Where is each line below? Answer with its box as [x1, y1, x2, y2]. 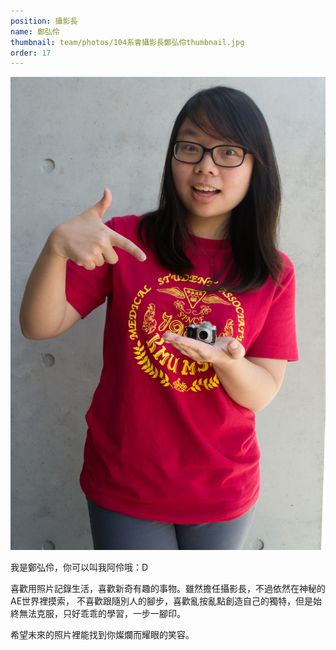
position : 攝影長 [10, 16, 78, 26]
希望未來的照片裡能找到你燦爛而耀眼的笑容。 [10, 628, 195, 640]
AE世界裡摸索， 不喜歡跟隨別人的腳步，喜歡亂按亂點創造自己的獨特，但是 [10, 595, 314, 607]
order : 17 [10, 48, 52, 58]
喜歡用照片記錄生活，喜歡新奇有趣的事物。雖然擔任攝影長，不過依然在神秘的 [10, 582, 326, 594]
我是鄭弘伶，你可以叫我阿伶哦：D [10, 561, 149, 573]
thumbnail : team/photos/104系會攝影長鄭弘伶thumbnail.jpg [10, 37, 245, 47]
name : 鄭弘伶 [10, 26, 60, 37]
